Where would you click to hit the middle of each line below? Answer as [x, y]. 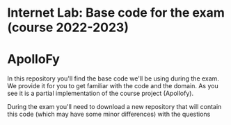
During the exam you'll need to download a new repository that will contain [114, 107]
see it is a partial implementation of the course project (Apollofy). [100, 93]
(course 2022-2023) [68, 27]
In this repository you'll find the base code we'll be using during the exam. [113, 78]
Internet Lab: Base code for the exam [116, 13]
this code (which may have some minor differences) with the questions [109, 114]
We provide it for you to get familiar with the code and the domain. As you [113, 86]
